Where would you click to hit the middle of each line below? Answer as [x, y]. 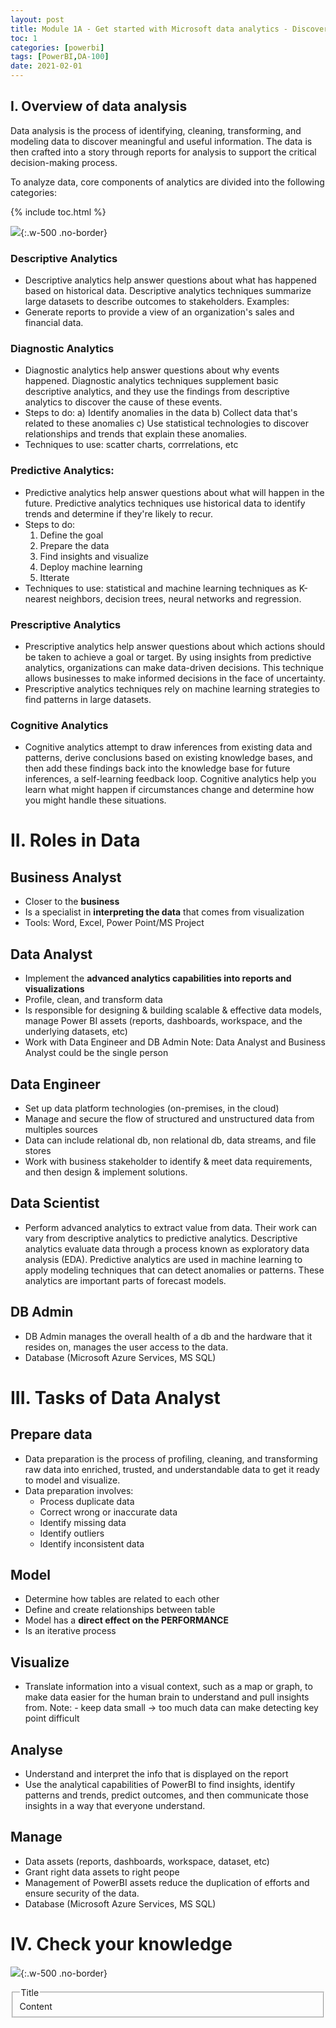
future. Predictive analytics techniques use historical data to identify [165, 503]
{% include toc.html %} [58, 212]
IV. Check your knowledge [121, 1943]
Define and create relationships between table [120, 1610]
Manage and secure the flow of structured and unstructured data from [169, 1118]
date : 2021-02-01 [46, 66]
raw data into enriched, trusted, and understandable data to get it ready [172, 1469]
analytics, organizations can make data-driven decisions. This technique [174, 667]
